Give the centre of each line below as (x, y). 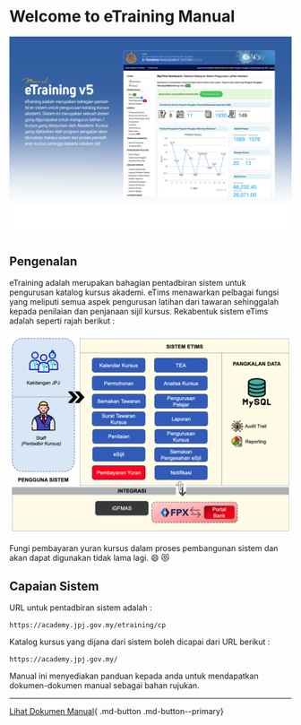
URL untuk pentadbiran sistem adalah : (81, 608)
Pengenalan (43, 261)
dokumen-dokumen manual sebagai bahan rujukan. (104, 686)
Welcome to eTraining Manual (122, 17)
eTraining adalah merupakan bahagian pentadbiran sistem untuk (128, 283)
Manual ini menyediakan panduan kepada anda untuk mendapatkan (134, 676)
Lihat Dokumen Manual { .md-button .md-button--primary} (116, 712)
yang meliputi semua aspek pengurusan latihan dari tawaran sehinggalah (144, 302)
